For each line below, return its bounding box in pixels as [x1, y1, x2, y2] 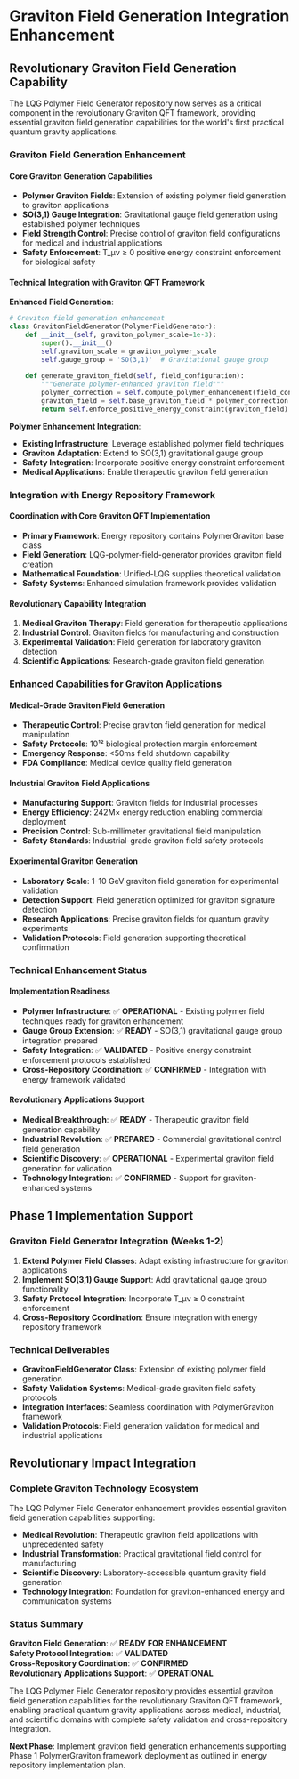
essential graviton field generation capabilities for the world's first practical [9, 117, 285, 127]
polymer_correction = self [41, 389, 141, 398]
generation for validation [21, 1163, 113, 1174]
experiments [21, 922, 69, 933]
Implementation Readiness [9, 986, 111, 997]
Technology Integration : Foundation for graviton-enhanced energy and [21, 1586, 285, 1597]
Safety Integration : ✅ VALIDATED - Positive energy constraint [21, 1044, 252, 1055]
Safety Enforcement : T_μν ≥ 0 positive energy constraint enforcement [21, 247, 282, 258]
